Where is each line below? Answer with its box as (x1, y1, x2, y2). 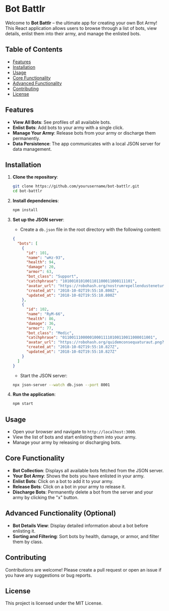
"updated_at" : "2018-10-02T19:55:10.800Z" (26, 293, 117, 298)
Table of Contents (5, 45, 63, 54)
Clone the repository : (12, 174, 59, 180)
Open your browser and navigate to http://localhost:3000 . (12, 429, 136, 435)
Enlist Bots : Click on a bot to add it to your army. (12, 478, 114, 484)
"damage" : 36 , (26, 321, 56, 326)
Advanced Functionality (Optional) (5, 509, 117, 518)
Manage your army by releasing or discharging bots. (12, 439, 122, 445)
